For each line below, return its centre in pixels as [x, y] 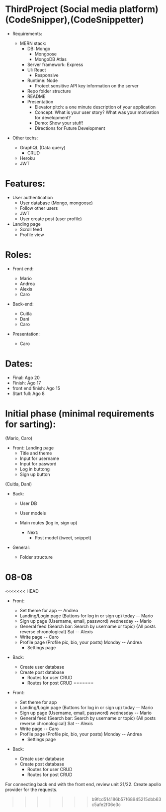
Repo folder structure [49, 91]
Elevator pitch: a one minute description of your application [95, 107]
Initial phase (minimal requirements [80, 413]
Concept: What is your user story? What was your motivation [97, 112]
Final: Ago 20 [26, 378]
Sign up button [35, 474]
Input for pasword [38, 463]
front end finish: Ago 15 [36, 388]
